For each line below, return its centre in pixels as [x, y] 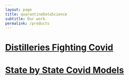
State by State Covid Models [65, 70]
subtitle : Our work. [26, 19]
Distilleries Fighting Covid [59, 48]
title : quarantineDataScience [36, 14]
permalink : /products [27, 23]
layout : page [19, 10]
